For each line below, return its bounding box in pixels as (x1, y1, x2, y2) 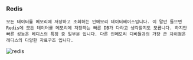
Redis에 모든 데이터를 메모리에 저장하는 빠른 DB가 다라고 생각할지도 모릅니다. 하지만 (6, 25, 187, 31)
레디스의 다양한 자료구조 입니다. (6, 37, 74, 44)
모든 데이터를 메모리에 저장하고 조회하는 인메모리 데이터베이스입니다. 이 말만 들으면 (6, 19, 182, 25)
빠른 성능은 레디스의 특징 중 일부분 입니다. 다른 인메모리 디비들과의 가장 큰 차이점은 (6, 31, 186, 37)
